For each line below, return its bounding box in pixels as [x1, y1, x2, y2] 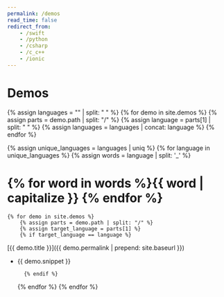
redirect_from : [7, 23, 51, 30]
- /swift [19, 29, 45, 37]
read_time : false [7, 17, 58, 24]
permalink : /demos [7, 10, 60, 17]
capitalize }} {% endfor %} [7, 190, 163, 205]
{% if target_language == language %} [19, 231, 132, 238]
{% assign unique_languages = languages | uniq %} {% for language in [7, 144, 210, 152]
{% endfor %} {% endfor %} [17, 282, 98, 291]
